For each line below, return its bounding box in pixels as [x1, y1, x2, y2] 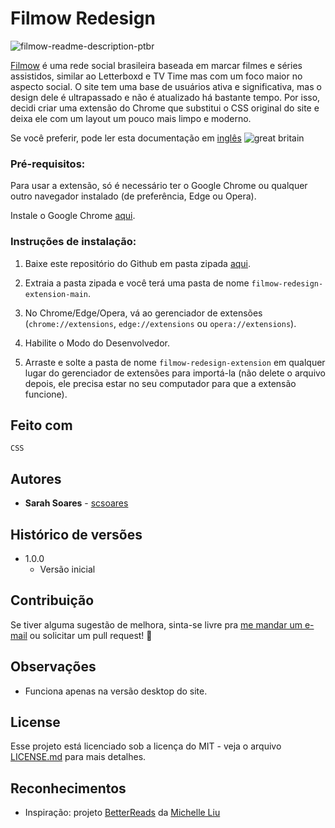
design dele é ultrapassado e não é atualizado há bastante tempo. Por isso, [10, 91, 321, 103]
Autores [10, 470, 62, 487]
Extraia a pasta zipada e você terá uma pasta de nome [24, 277, 250, 289]
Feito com [10, 417, 73, 434]
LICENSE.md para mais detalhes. [10, 751, 147, 763]
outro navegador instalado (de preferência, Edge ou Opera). [10, 190, 257, 202]
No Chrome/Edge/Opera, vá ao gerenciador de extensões [24, 307, 263, 319]
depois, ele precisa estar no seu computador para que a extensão [24, 377, 297, 389]
